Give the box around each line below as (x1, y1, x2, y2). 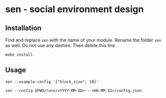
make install (5, 52, 33, 57)
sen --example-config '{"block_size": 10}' (5, 79, 99, 84)
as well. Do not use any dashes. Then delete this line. (5, 42, 117, 48)
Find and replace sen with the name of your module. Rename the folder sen (5, 37, 161, 43)
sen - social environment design (5, 4, 144, 15)
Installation (5, 24, 42, 32)
